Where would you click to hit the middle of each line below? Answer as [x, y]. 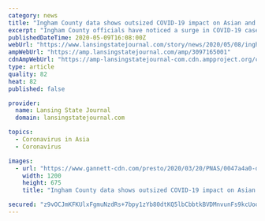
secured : [22, 205]
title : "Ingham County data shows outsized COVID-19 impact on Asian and [132, 23]
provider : [24, 103]
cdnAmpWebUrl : [32, 60]
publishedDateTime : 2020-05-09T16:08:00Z [77, 37]
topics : [21, 132]
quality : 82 [28, 74]
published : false [37, 89]
